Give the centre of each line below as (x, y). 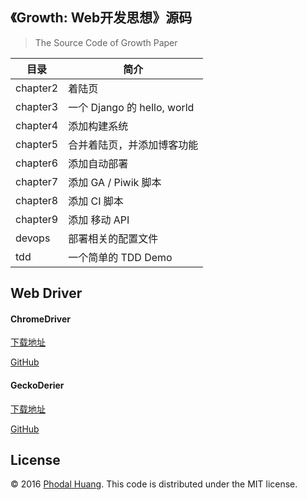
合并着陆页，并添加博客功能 (133, 145)
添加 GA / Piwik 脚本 (115, 182)
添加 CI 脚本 (96, 201)
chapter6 (37, 163)
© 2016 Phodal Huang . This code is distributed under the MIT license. (154, 484)
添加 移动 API (99, 220)
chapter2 (37, 88)
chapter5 (37, 144)
